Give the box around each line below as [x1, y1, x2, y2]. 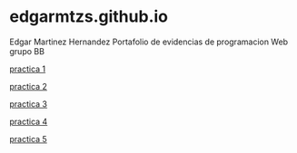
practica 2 [9, 81, 48, 91]
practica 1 [9, 63, 46, 74]
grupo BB [9, 45, 45, 56]
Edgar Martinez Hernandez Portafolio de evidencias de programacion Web [9, 36, 289, 47]
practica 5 [9, 133, 47, 144]
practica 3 [9, 98, 48, 110]
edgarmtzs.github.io [9, 6, 168, 27]
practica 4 [9, 116, 48, 127]
